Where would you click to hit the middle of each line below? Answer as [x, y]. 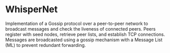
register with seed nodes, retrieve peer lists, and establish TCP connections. [85, 34]
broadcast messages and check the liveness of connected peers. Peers [81, 29]
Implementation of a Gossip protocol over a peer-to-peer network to [77, 23]
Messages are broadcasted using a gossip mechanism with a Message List [84, 40]
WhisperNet [32, 9]
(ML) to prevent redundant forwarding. [46, 45]
